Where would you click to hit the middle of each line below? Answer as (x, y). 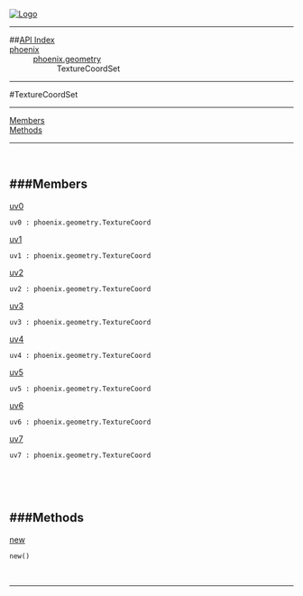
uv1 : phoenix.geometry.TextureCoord (80, 256)
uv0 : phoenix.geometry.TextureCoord (80, 222)
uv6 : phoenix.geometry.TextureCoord (80, 422)
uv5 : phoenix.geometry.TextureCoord (80, 389)
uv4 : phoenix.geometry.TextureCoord (80, 355)
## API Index (32, 40)
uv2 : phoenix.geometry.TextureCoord (80, 289)
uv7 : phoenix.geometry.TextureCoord (80, 455)
